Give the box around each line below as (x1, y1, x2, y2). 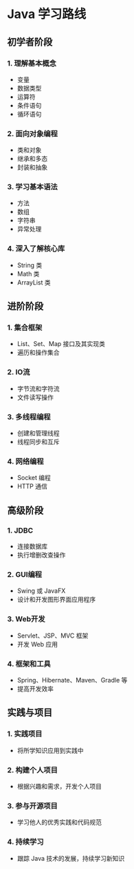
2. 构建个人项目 (7, 765, 58, 774)
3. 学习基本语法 (7, 182, 58, 192)
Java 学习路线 (7, 6, 87, 22)
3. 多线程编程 (7, 412, 51, 421)
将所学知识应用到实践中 (16, 746, 84, 754)
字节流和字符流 (16, 384, 60, 392)
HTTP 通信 (16, 482, 48, 490)
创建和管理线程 (16, 429, 60, 437)
